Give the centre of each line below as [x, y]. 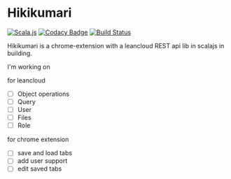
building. [20, 53]
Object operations [43, 94]
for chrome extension [38, 139]
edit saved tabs [40, 169]
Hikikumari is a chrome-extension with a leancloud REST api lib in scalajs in [116, 45]
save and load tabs [44, 153]
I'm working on [29, 66]
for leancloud [26, 80]
